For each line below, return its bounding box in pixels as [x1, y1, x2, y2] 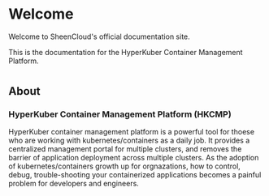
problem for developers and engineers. [8, 179, 140, 189]
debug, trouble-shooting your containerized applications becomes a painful [8, 170, 262, 180]
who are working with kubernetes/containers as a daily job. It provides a [8, 135, 250, 146]
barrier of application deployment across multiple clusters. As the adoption [8, 153, 259, 163]
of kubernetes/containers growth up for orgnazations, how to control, [8, 161, 241, 171]
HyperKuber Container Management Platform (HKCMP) [8, 109, 232, 120]
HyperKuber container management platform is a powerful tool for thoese [8, 127, 254, 137]
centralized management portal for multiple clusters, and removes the [8, 144, 242, 154]
